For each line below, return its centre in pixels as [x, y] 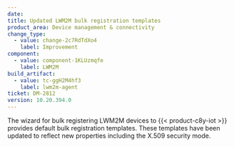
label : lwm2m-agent [49, 87]
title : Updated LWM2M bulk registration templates [84, 21]
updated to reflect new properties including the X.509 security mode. [109, 136]
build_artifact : [31, 73]
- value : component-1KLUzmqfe [58, 61]
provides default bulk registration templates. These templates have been [114, 128]
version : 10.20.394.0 [40, 101]
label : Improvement [49, 47]
